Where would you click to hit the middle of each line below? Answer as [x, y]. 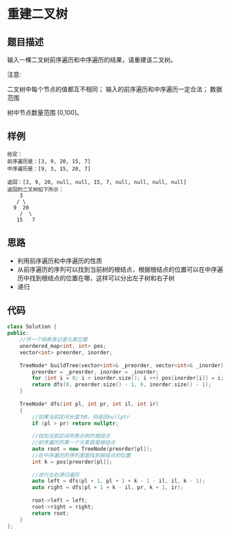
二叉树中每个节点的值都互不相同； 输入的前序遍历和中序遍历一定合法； [108, 89]
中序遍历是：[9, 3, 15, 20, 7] [49, 169]
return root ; [51, 513]
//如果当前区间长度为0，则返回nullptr [81, 417]
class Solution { [32, 327]
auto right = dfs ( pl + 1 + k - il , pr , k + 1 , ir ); [108, 488]
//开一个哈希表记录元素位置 [54, 340]
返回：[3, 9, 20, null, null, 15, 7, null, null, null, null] [97, 182]
